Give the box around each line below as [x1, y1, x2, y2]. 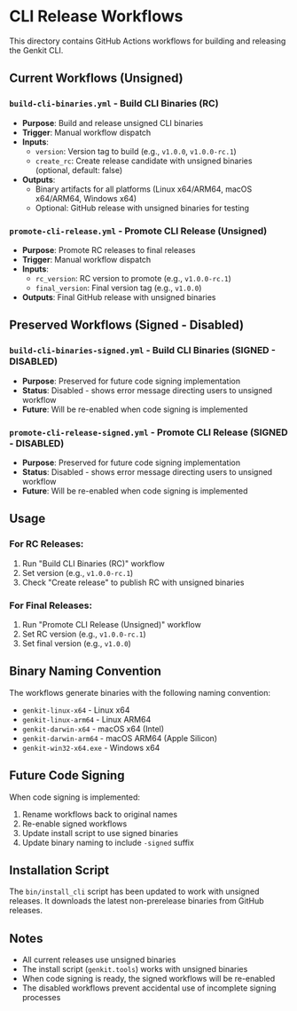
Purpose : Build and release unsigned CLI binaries [21, 117, 204, 128]
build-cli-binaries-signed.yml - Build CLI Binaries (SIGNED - [9, 344, 277, 357]
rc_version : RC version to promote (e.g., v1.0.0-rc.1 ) [35, 272, 232, 283]
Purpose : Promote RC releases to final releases [21, 244, 196, 255]
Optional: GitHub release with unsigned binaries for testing [35, 202, 250, 213]
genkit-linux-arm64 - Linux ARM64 [21, 714, 152, 724]
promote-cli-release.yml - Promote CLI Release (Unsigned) [9, 225, 268, 237]
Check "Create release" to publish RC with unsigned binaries [21, 577, 245, 588]
